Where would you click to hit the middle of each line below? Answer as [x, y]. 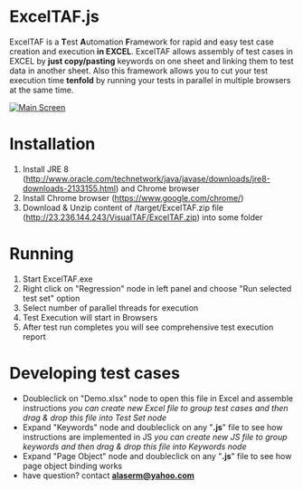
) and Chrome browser [157, 188]
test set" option [51, 298]
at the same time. [42, 90]
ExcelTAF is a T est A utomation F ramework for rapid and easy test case [142, 42]
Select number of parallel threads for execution [110, 307]
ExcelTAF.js [54, 17]
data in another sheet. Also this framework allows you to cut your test [139, 71]
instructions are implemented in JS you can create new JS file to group [155, 437]
